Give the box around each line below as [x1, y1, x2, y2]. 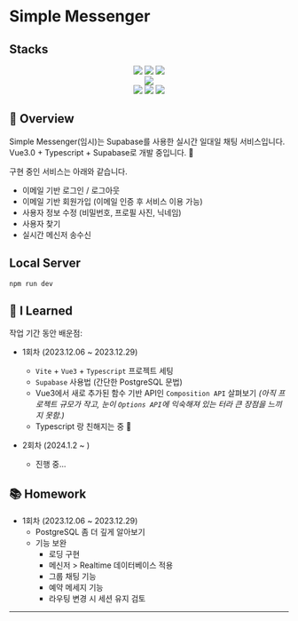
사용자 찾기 [21, 218, 61, 228]
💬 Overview [9, 111, 74, 126]
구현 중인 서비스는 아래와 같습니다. [9, 166, 128, 177]
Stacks [9, 42, 49, 57]
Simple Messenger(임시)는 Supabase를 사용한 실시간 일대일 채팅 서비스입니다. [9, 136, 286, 147]
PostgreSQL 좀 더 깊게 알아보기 [35, 527, 145, 537]
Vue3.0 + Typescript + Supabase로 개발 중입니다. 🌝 [9, 147, 194, 157]
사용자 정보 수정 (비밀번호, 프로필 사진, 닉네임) [21, 207, 182, 218]
